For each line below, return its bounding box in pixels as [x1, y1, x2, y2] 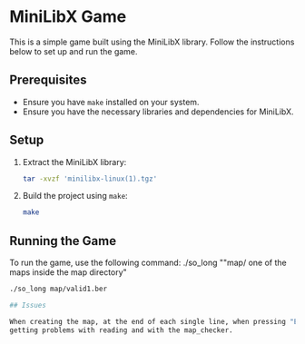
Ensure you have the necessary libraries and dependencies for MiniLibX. [22, 106, 294, 117]
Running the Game [9, 233, 116, 249]
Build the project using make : [22, 191, 129, 201]
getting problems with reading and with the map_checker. [9, 325, 233, 335]
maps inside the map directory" [9, 267, 127, 278]
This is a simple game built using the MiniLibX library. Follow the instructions [9, 36, 295, 47]
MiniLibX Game [9, 6, 127, 27]
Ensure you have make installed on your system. [22, 96, 200, 107]
